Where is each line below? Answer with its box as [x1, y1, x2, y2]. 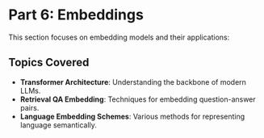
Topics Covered [8, 56, 90, 69]
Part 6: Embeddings [8, 6, 144, 24]
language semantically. [19, 119, 97, 130]
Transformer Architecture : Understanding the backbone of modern [19, 77, 246, 86]
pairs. [19, 102, 40, 112]
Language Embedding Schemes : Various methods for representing [19, 111, 245, 121]
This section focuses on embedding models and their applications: [8, 32, 230, 42]
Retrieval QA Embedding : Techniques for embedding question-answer [19, 94, 256, 104]
